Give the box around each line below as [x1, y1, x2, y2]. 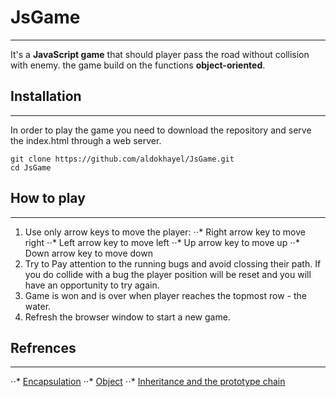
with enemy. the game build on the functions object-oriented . [10, 59, 266, 71]
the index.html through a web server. [10, 134, 162, 146]
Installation [10, 88, 82, 105]
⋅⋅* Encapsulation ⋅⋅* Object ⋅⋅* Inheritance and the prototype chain [10, 376, 286, 388]
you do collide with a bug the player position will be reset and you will [24, 268, 312, 280]
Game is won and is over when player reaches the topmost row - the [24, 289, 307, 301]
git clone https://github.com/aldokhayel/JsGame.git [10, 154, 235, 164]
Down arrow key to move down [24, 247, 153, 259]
